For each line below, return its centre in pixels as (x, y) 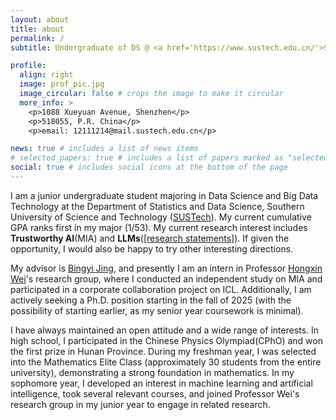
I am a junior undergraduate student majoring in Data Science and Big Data (164, 195)
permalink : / (37, 38)
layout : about (40, 19)
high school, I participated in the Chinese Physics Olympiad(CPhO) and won (166, 340)
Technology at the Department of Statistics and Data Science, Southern (157, 206)
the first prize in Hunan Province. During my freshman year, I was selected (163, 351)
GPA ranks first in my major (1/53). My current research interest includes (159, 227)
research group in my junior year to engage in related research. (140, 404)
